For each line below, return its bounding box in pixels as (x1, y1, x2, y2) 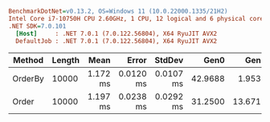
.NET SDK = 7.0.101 (8, 22, 67, 30)
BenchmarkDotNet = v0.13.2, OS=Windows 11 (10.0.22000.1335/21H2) (8, 7, 228, 15)
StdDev (154, 55, 183, 66)
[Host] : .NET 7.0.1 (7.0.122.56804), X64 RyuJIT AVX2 (15, 30, 218, 37)
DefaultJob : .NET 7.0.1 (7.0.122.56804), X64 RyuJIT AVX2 (15, 37, 218, 45)
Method (13, 55, 44, 66)
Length (51, 55, 80, 66)
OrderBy (12, 73, 44, 85)
